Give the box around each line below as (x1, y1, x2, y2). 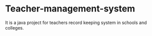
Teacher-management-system (5, 3, 136, 14)
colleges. (5, 24, 24, 30)
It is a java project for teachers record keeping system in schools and (5, 19, 147, 25)
